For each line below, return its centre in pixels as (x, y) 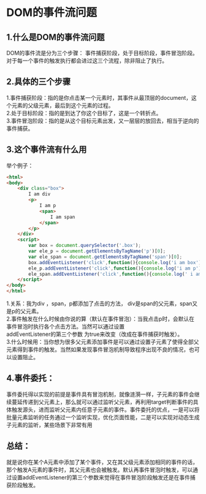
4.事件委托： (31, 378)
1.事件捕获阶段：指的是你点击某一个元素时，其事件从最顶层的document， (99, 97)
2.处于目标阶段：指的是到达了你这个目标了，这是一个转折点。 (84, 113)
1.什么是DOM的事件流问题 (55, 37)
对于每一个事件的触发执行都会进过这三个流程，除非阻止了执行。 (87, 61)
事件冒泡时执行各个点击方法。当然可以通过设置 (65, 326)
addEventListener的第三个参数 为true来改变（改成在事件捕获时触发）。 (95, 334)
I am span (63, 217)
